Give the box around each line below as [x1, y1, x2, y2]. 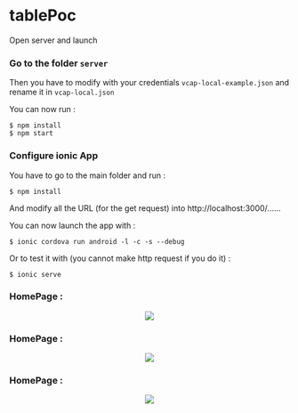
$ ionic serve [9, 270, 62, 279]
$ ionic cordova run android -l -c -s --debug [9, 237, 185, 246]
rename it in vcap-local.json [9, 86, 115, 98]
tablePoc [9, 5, 77, 26]
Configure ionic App [9, 150, 99, 162]
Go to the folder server [9, 57, 109, 69]
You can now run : [9, 104, 76, 115]
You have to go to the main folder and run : [9, 170, 166, 181]
